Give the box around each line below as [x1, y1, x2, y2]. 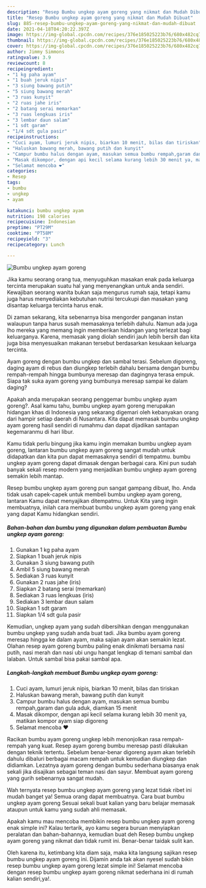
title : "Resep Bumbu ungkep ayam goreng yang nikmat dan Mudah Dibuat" [7, 15, 193, 21]
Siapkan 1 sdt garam [15, 604, 67, 612]
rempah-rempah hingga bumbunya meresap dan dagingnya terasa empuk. [7, 370, 195, 378]
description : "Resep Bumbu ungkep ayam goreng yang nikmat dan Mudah [7, 9, 188, 15]
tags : [7, 180, 21, 186]
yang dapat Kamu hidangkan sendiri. [7, 510, 100, 517]
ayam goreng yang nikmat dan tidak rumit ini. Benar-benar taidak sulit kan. [7, 837, 194, 844]
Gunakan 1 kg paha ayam [15, 546, 79, 553]
